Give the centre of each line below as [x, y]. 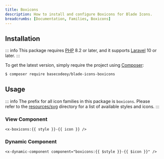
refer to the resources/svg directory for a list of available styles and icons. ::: [82, 106]
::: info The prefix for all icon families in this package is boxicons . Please [78, 101]
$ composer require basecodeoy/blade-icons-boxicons [60, 74]
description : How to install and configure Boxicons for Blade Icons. [79, 14]
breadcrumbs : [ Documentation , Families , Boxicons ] [58, 19]
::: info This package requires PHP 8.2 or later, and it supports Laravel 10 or [81, 51]
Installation [23, 39]
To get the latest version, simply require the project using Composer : [74, 65]
